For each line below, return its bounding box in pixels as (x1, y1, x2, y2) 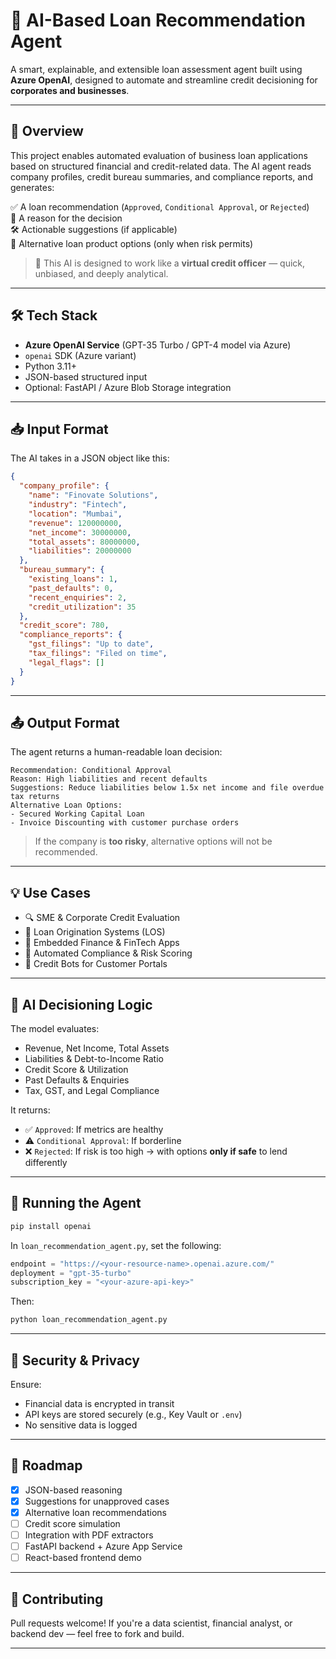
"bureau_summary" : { (19, 565, 105, 575)
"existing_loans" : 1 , (28, 574, 118, 584)
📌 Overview (10, 123, 84, 140)
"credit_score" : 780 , (19, 620, 110, 631)
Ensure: (10, 1378, 42, 1390)
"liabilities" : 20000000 (28, 546, 132, 556)
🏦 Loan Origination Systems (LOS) (24, 926, 166, 938)
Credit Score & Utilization (24, 1063, 129, 1075)
